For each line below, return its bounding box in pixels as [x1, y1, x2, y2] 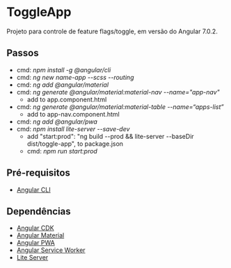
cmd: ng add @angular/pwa [16, 117, 98, 126]
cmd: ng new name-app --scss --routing [16, 73, 134, 81]
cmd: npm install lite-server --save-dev [16, 124, 130, 133]
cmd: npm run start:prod [26, 146, 98, 155]
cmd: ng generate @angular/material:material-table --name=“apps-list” [16, 102, 224, 111]
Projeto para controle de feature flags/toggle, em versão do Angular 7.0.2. [6, 27, 218, 35]
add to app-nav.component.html [26, 110, 120, 118]
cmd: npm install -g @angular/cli [16, 65, 111, 74]
